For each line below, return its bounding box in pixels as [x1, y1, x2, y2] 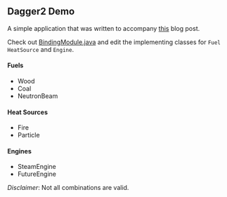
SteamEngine [17, 163, 56, 171]
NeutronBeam [17, 92, 58, 100]
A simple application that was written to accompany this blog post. [7, 24, 200, 32]
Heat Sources [7, 108, 48, 116]
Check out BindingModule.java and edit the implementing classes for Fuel [7, 38, 221, 46]
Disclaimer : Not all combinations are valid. [7, 184, 129, 192]
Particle [17, 131, 40, 140]
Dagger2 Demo [7, 6, 75, 18]
